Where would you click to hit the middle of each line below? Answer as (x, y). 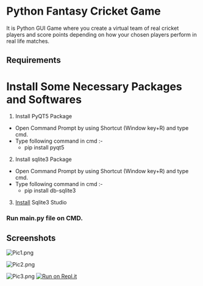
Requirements (34, 60)
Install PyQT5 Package (43, 116)
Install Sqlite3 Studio (41, 202)
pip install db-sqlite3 (50, 191)
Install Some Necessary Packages (94, 86)
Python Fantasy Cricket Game (84, 11)
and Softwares (44, 99)
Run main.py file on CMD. (45, 218)
